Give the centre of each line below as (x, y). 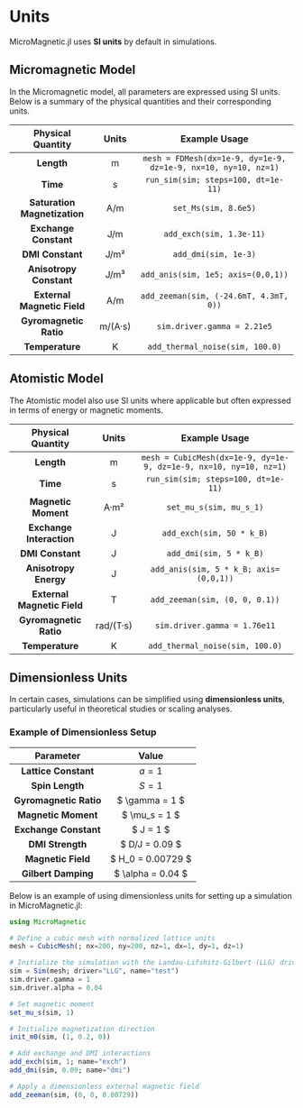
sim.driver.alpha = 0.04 (56, 988)
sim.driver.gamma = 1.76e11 (215, 625)
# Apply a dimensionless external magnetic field (105, 1086)
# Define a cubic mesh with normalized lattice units (113, 938)
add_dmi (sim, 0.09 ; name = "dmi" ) (70, 1070)
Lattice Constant (58, 771)
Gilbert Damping (57, 874)
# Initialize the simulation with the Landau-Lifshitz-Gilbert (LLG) (143, 963)
